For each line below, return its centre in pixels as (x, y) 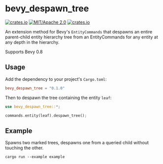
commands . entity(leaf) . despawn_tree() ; (46, 115)
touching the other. (24, 148)
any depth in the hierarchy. (32, 42)
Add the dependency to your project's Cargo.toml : (56, 79)
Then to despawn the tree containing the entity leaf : (58, 98)
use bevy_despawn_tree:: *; (33, 106)
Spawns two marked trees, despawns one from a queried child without (77, 143)
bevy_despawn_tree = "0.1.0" (35, 88)
